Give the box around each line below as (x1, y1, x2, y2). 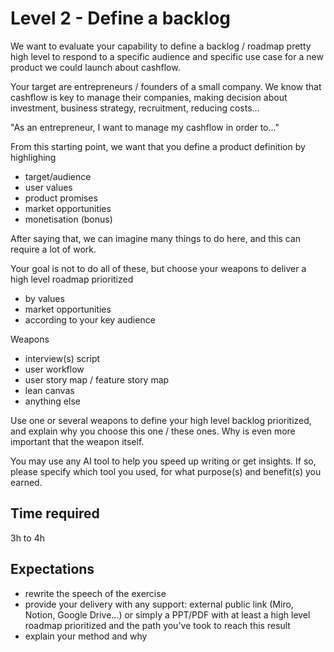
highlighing (10, 151, 57, 163)
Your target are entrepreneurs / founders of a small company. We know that (10, 80, 322, 92)
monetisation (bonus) (24, 213, 113, 225)
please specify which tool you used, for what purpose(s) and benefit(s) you (10, 465, 322, 477)
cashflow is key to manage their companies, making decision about (10, 91, 288, 103)
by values (24, 292, 65, 304)
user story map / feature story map (24, 373, 170, 386)
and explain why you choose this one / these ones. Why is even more (10, 425, 296, 437)
